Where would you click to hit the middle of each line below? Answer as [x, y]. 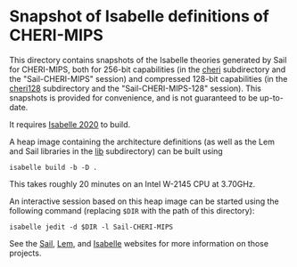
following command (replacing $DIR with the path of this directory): [132, 210]
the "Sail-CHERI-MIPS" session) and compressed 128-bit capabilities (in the [148, 78]
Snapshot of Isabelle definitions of [139, 16]
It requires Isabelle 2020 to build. [70, 124]
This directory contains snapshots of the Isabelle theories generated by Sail [148, 60]
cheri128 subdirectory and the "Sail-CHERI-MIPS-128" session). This [135, 88]
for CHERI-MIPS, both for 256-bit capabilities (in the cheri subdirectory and [148, 69]
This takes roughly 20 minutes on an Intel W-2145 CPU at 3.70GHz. [132, 183]
